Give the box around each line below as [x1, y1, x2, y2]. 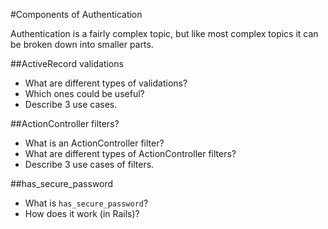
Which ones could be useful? [24, 88, 145, 99]
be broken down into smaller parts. [10, 39, 154, 50]
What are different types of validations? [24, 77, 188, 89]
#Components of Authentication [10, 9, 143, 20]
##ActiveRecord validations [10, 58, 124, 69]
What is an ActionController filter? [24, 137, 165, 149]
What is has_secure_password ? [24, 197, 149, 209]
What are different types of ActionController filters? [24, 148, 237, 159]
